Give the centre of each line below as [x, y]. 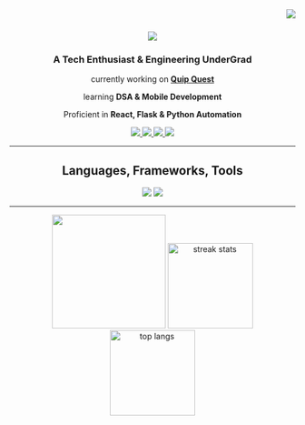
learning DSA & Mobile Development [152, 97]
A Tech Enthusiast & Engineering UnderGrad [152, 60]
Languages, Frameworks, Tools [152, 171]
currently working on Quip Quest [152, 79]
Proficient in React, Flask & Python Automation [152, 115]
